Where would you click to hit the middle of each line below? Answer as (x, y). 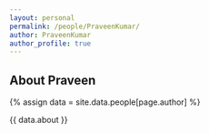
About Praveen (53, 80)
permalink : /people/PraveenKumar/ (75, 26)
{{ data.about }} (39, 120)
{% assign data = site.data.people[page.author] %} (105, 102)
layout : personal (42, 18)
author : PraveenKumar (50, 35)
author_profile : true (50, 43)
